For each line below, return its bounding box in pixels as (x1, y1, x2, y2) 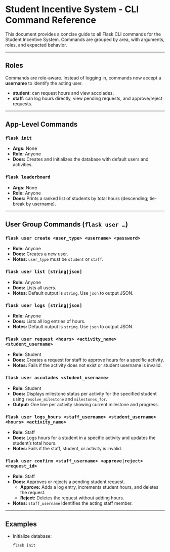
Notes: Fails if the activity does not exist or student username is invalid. (12, 362, 162, 368)
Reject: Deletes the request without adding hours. (20, 495, 124, 501)
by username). (26, 201, 57, 207)
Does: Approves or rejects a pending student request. (12, 479, 125, 485)
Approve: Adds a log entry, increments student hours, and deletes (20, 484, 159, 490)
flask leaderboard (5, 174, 51, 180)
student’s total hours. (12, 440, 57, 446)
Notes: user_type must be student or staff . (12, 256, 104, 262)
